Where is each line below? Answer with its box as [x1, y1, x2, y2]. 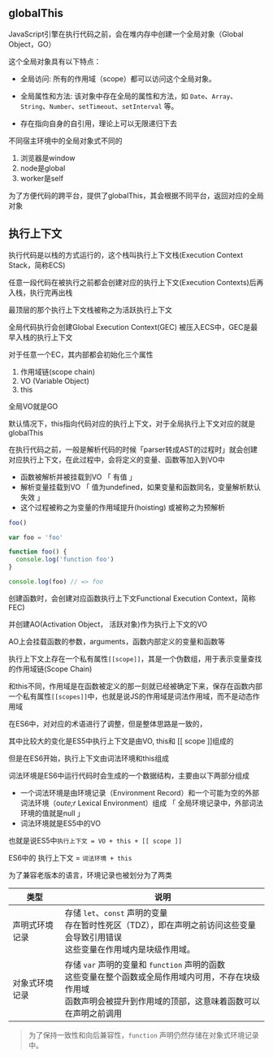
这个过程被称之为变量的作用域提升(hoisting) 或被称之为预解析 [19, 502, 226, 512]
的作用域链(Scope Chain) [8, 664, 93, 674]
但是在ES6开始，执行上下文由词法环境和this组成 [8, 753, 169, 763]
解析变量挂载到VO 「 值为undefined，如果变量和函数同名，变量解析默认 [19, 482, 262, 492]
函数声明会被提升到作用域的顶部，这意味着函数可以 [64, 995, 260, 1007]
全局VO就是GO [8, 401, 58, 411]
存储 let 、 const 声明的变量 [64, 907, 168, 918]
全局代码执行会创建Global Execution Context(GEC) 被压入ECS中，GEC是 [8, 322, 251, 332]
